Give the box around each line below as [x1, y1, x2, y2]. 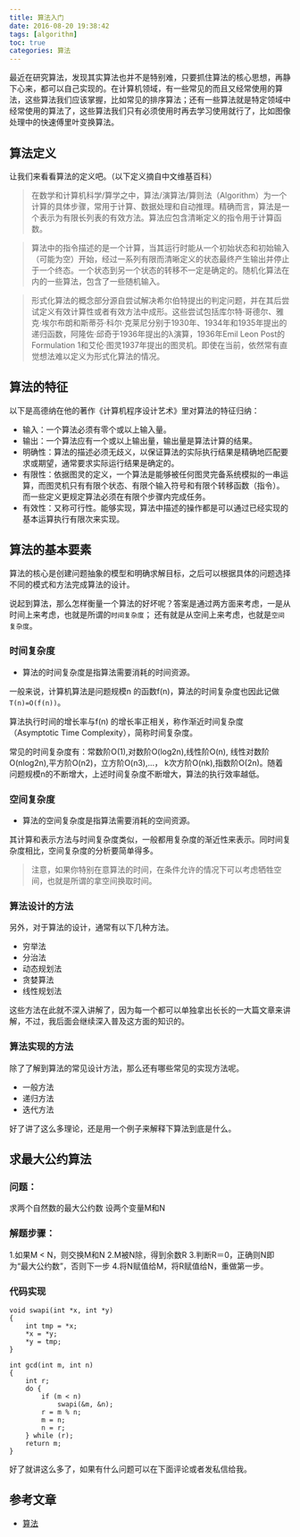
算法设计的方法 [9, 900, 74, 913]
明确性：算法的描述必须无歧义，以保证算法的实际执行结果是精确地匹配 [21, 446, 281, 457]
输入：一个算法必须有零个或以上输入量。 [21, 424, 171, 435]
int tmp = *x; [25, 1321, 78, 1331]
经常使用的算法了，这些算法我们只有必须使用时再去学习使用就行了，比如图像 [9, 106, 291, 116]
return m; [25, 1439, 62, 1448]
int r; [25, 1377, 50, 1386]
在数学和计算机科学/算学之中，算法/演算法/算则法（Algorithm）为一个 [30, 190, 287, 200]
